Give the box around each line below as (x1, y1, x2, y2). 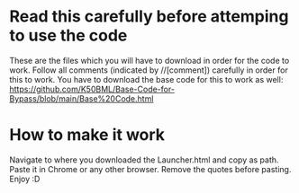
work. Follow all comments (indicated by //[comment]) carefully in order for (9, 65, 288, 75)
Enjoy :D (9, 173, 41, 184)
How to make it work (9, 125, 165, 145)
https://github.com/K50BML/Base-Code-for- (9, 83, 176, 94)
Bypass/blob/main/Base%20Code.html (9, 92, 154, 104)
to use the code (9, 25, 128, 46)
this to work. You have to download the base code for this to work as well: (9, 74, 284, 84)
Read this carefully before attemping (9, 6, 289, 27)
